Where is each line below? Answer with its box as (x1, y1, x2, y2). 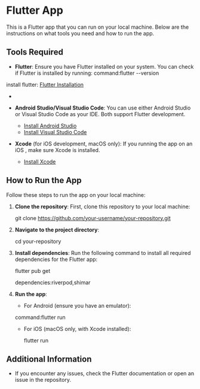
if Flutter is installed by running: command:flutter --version (14, 69, 159, 77)
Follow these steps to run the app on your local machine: (6, 191, 146, 198)
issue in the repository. (14, 376, 72, 384)
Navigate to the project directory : (14, 226, 100, 233)
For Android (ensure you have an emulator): (23, 302, 131, 309)
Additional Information (6, 354, 92, 364)
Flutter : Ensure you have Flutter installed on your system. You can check (14, 63, 194, 70)
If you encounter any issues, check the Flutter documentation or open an (14, 370, 195, 377)
